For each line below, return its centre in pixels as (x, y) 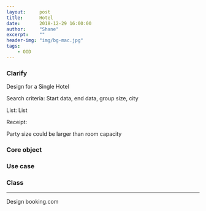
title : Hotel (30, 18)
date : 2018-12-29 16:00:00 (49, 23)
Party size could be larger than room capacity (64, 134)
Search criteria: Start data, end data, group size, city (73, 98)
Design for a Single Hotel (38, 87)
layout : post (29, 12)
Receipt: (17, 122)
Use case (21, 166)
